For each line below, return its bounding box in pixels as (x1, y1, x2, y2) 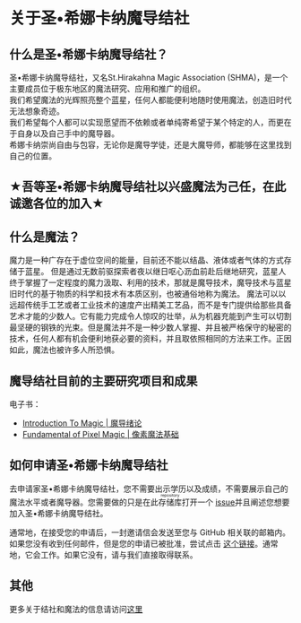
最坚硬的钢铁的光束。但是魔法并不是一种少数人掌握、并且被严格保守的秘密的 (9, 322, 292, 333)
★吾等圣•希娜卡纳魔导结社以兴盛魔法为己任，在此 (9, 179, 287, 195)
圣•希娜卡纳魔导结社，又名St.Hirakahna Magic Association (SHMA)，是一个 (9, 73, 288, 82)
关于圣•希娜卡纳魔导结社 (9, 8, 190, 29)
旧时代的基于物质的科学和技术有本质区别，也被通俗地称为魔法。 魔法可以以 (9, 289, 287, 299)
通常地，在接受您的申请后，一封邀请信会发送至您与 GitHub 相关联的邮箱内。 (9, 526, 291, 538)
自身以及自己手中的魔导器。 (16, 128, 119, 139)
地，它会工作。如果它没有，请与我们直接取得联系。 (9, 549, 198, 560)
